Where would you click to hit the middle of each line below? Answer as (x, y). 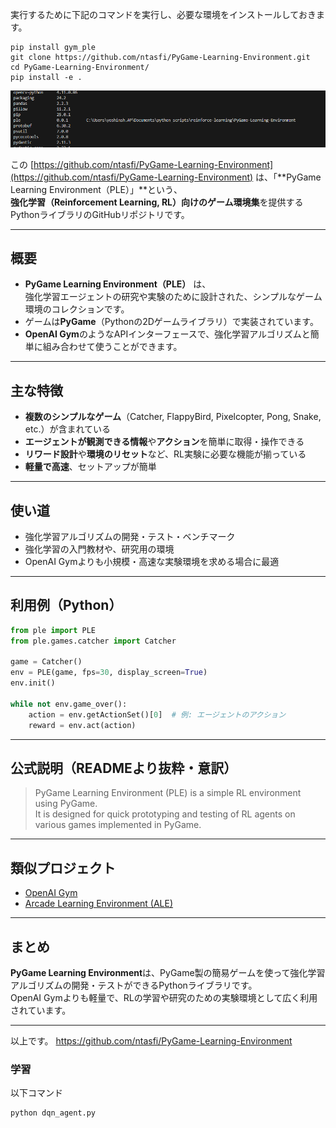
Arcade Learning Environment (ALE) (99, 904)
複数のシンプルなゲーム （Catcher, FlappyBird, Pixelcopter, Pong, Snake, (173, 417)
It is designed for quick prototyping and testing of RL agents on (165, 814)
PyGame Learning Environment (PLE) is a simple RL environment (168, 793)
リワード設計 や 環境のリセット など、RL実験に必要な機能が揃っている (165, 454)
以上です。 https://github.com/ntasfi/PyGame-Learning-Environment (151, 1040)
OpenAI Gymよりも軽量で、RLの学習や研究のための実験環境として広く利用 (164, 997)
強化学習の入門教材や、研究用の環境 (99, 549)
